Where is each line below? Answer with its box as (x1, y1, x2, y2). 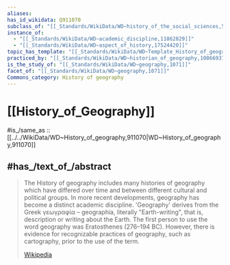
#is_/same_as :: (7, 126, 51, 135)
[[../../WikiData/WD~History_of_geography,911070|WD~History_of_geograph (7, 133, 221, 141)
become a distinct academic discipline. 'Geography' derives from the (23, 200, 219, 209)
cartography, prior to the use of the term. (23, 238, 140, 246)
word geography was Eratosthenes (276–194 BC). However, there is (23, 222, 216, 231)
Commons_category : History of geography (7, 73, 125, 81)
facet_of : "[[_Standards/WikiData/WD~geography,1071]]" (7, 67, 170, 74)
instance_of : (7, 29, 44, 36)
